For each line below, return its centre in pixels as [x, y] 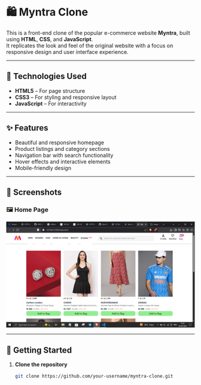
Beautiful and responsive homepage [60, 143]
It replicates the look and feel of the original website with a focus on [90, 46]
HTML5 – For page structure [50, 90]
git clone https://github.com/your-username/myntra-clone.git [94, 376]
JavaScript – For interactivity [51, 104]
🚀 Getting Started [39, 350]
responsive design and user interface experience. [67, 51]
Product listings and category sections [62, 148]
